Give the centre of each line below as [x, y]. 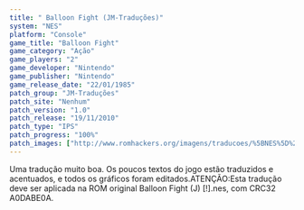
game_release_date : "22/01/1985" [72, 85]
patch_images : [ [40, 143]
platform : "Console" [48, 34]
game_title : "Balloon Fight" [64, 43]
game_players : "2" [44, 59]
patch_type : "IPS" [44, 127]
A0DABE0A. [32, 197]
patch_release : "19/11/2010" [64, 118]
